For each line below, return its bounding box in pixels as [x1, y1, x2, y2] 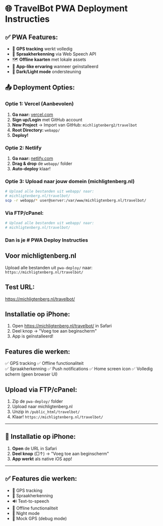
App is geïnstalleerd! [12, 333, 53, 339]
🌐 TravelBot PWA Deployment [5, 3, 128, 14]
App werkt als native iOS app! [12, 456, 72, 462]
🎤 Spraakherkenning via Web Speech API [12, 51, 96, 56]
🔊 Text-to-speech [12, 498, 49, 504]
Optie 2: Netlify [5, 144, 42, 151]
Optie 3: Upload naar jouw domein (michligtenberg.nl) [5, 178, 135, 185]
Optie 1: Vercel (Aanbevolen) [5, 100, 74, 107]
